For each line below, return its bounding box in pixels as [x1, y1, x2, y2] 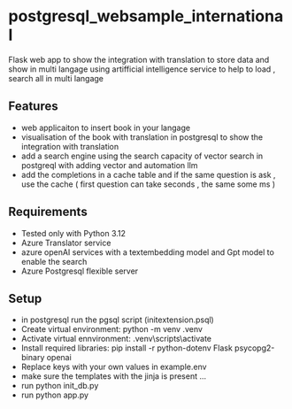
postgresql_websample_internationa [8, 6, 284, 27]
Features [8, 99, 58, 114]
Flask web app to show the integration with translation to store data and [8, 54, 270, 65]
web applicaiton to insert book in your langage [20, 122, 191, 133]
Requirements [8, 204, 88, 220]
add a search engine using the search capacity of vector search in [20, 150, 264, 161]
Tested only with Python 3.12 [20, 228, 126, 238]
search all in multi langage [8, 73, 104, 83]
